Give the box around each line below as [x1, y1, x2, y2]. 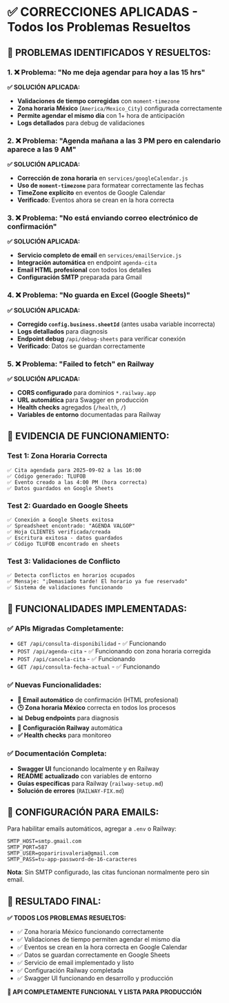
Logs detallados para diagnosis [17, 327, 108, 335]
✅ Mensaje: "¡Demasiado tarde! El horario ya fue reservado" [7, 578, 188, 585]
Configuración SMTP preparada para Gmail [17, 273, 143, 281]
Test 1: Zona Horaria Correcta [7, 451, 108, 460]
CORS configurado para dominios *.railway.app [17, 389, 157, 397]
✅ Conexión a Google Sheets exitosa [7, 516, 114, 524]
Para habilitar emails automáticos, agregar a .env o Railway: [7, 824, 177, 833]
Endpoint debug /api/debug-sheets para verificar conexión [17, 334, 186, 343]
